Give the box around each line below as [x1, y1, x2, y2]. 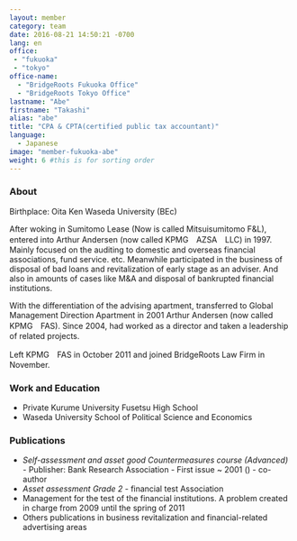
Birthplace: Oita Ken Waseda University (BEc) [9, 206, 177, 216]
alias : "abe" [9, 114, 58, 123]
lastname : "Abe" [9, 96, 70, 106]
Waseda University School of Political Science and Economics [22, 412, 253, 423]
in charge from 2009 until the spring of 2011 [22, 502, 185, 514]
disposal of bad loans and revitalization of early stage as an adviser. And [9, 263, 279, 274]
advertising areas [22, 522, 87, 533]
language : [9, 131, 47, 140]
